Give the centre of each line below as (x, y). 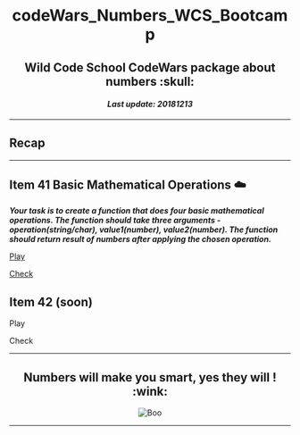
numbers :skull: (150, 81)
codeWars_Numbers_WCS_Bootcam (150, 16)
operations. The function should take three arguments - (115, 221)
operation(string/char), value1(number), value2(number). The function (144, 230)
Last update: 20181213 (150, 105)
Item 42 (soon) (51, 301)
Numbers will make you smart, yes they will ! (150, 377)
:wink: (150, 391)
